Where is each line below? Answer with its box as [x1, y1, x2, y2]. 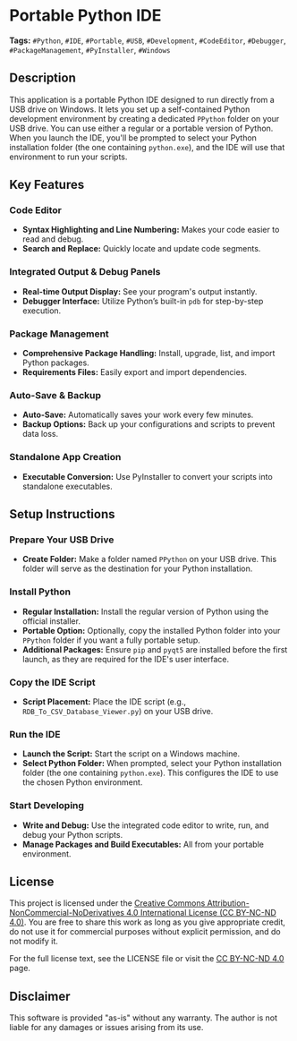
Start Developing [9, 799, 85, 812]
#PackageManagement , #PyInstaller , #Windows [9, 44, 172, 55]
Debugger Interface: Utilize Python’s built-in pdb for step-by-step [21, 295, 264, 306]
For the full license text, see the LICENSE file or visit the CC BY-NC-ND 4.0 [9, 953, 284, 964]
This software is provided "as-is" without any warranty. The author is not [9, 1012, 278, 1023]
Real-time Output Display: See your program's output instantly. [21, 286, 258, 296]
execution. [21, 305, 62, 316]
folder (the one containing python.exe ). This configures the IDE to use [21, 767, 279, 779]
